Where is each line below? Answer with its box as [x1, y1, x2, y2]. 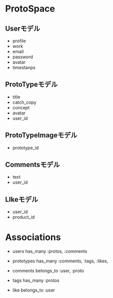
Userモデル [5, 24, 40, 33]
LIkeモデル [5, 195, 38, 204]
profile [12, 38, 26, 44]
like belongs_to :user [12, 287, 55, 293]
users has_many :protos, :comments [12, 248, 87, 254]
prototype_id [12, 144, 39, 151]
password [12, 54, 33, 60]
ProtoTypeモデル [5, 80, 58, 89]
